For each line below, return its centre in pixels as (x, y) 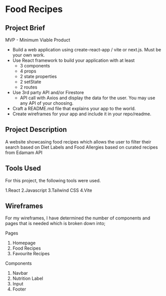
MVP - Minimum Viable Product (38, 40)
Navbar (20, 273)
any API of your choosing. (47, 103)
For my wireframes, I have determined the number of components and (78, 218)
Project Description (36, 130)
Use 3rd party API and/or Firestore (48, 92)
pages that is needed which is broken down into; (55, 224)
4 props (28, 71)
